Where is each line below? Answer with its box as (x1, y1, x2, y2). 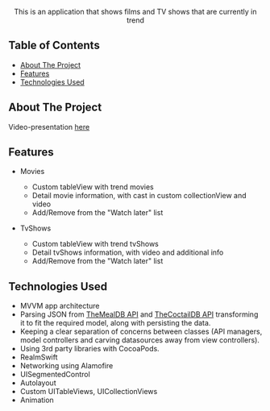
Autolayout (19, 378, 56, 388)
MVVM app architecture (19, 301, 100, 311)
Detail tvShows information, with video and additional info (31, 247, 224, 257)
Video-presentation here (8, 122, 90, 131)
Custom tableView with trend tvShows (31, 239, 159, 249)
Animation (19, 395, 54, 405)
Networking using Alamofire (19, 361, 114, 371)
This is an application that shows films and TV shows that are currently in (14, 7, 257, 16)
